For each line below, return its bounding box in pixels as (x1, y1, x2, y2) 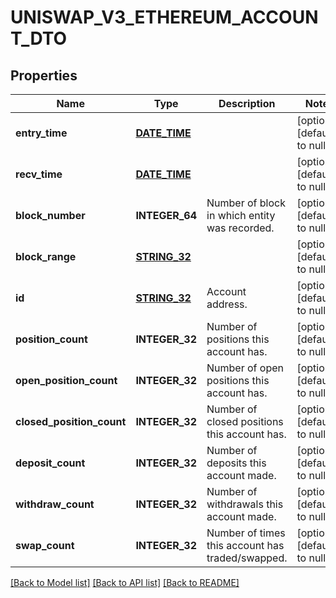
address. (206, 297, 248, 311)
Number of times (206, 526, 286, 540)
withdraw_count (15, 497, 95, 511)
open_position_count (15, 374, 118, 387)
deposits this (206, 456, 267, 470)
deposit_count (15, 456, 86, 470)
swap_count (15, 539, 75, 552)
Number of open (206, 361, 284, 375)
